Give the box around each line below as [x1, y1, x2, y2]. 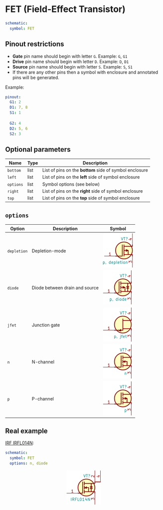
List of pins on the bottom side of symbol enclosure [42, 167, 149, 173]
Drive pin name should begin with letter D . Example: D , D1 [12, 59, 129, 65]
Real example [5, 427, 48, 435]
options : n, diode [9, 461, 48, 466]
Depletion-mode [31, 248, 66, 254]
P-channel [31, 396, 54, 402]
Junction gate [31, 322, 60, 328]
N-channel [31, 359, 55, 365]
